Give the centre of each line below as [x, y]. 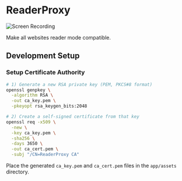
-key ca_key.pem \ [34, 133]
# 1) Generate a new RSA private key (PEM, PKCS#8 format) [79, 84]
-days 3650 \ [27, 144]
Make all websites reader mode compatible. [59, 37]
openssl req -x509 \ [31, 122]
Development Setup [43, 56]
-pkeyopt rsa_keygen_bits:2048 [49, 106]
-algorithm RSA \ [32, 95]
